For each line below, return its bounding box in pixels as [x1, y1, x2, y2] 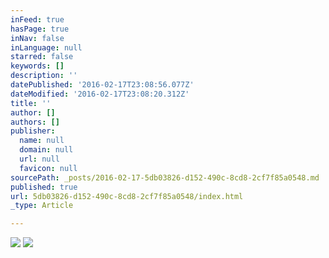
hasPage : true [10, 24, 70, 34]
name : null [19, 136, 65, 146]
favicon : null [19, 163, 78, 173]
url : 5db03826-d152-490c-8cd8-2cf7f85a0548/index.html [10, 191, 244, 201]
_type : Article [10, 201, 74, 211]
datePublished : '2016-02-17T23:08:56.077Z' [10, 80, 195, 90]
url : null [19, 154, 60, 164]
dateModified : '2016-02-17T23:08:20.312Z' [10, 89, 190, 99]
